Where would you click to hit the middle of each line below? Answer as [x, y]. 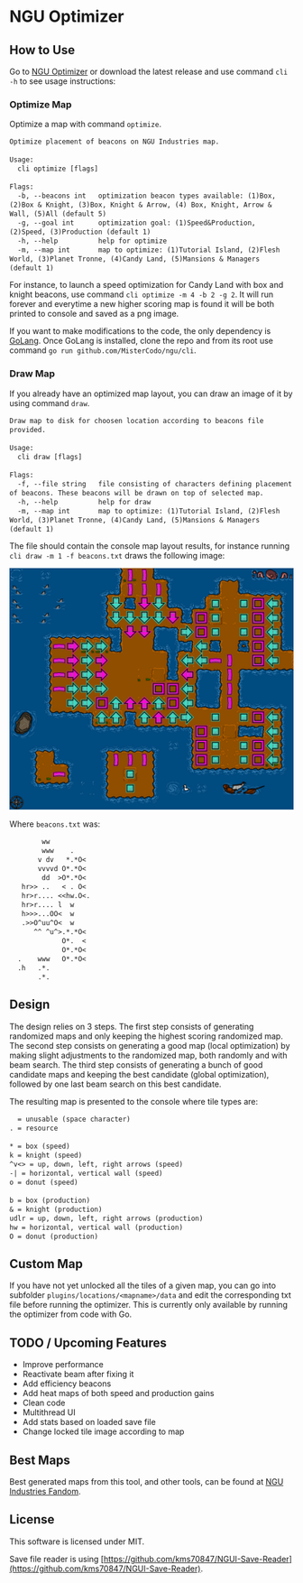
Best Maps [40, 1460]
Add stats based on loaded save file [89, 1422]
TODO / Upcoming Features [88, 1342]
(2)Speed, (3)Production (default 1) [80, 232]
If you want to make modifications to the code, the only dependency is [140, 331]
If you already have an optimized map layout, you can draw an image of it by [151, 393]
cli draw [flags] [50, 457]
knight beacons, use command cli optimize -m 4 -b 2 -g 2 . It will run [141, 294]
